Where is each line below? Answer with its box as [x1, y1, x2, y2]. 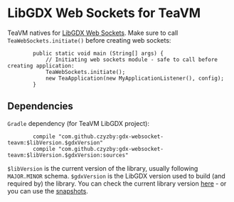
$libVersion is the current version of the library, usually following [7, 164, 198, 172]
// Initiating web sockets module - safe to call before [45, 55, 218, 63]
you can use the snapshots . [7, 186, 89, 195]
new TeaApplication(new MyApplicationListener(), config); [45, 75, 224, 82]
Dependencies [7, 100, 73, 112]
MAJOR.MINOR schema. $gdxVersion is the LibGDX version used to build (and [7, 171, 225, 180]
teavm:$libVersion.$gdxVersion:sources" [7, 151, 129, 159]
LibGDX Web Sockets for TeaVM [7, 5, 201, 21]
